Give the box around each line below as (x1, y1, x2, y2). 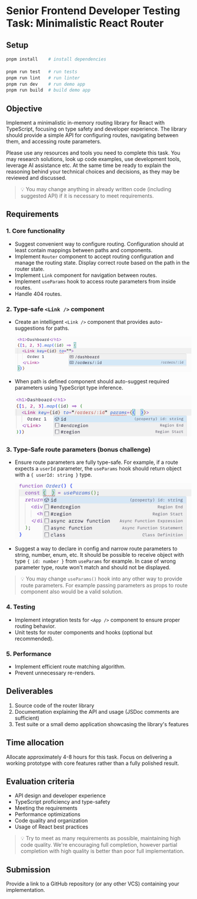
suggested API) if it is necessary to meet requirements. (20, 192, 154, 199)
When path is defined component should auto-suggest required (14, 377, 169, 385)
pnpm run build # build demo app (6, 87, 91, 93)
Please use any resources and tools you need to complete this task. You (6, 149, 181, 156)
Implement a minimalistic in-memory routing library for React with (6, 119, 165, 126)
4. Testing (6, 603, 35, 611)
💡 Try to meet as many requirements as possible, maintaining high (20, 835, 181, 842)
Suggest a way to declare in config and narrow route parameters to (14, 545, 178, 552)
